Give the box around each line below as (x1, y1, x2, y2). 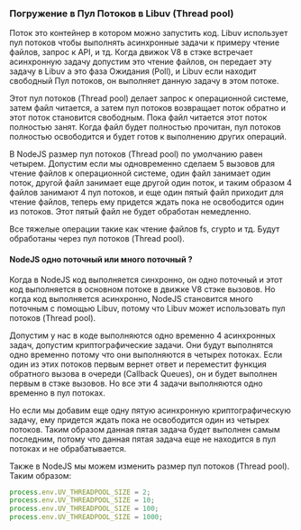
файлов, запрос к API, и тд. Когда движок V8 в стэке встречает (9, 47, 254, 58)
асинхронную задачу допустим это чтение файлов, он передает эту (9, 57, 272, 68)
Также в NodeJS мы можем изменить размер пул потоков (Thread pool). (9, 461, 290, 471)
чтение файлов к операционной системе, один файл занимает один (9, 168, 271, 178)
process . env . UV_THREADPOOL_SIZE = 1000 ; (9, 513, 164, 522)
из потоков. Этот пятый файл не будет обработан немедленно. (9, 206, 251, 217)
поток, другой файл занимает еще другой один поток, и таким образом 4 (9, 178, 293, 188)
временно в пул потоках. (9, 387, 105, 398)
